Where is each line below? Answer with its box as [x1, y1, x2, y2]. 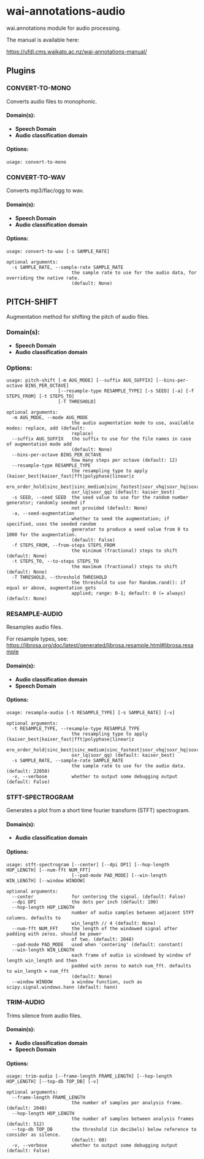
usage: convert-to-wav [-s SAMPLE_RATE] [6, 248, 110, 254]
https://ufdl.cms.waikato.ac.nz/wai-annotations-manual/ [6, 47, 148, 55]
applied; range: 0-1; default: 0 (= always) [71, 590, 186, 597]
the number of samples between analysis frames [71, 1116, 194, 1122]
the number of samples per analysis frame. [71, 1100, 183, 1106]
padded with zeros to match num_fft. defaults [71, 962, 191, 969]
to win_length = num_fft [6, 968, 69, 974]
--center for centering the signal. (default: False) [12, 893, 186, 900]
